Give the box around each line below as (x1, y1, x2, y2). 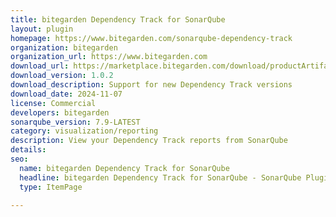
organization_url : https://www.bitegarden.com (10, 52, 208, 62)
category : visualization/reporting (10, 126, 159, 136)
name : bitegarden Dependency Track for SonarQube (19, 163, 230, 173)
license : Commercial (10, 98, 97, 108)
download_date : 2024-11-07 (10, 89, 123, 99)
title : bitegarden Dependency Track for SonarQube (10, 14, 226, 25)
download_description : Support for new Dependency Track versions (10, 80, 293, 90)
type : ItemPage (19, 182, 83, 192)
